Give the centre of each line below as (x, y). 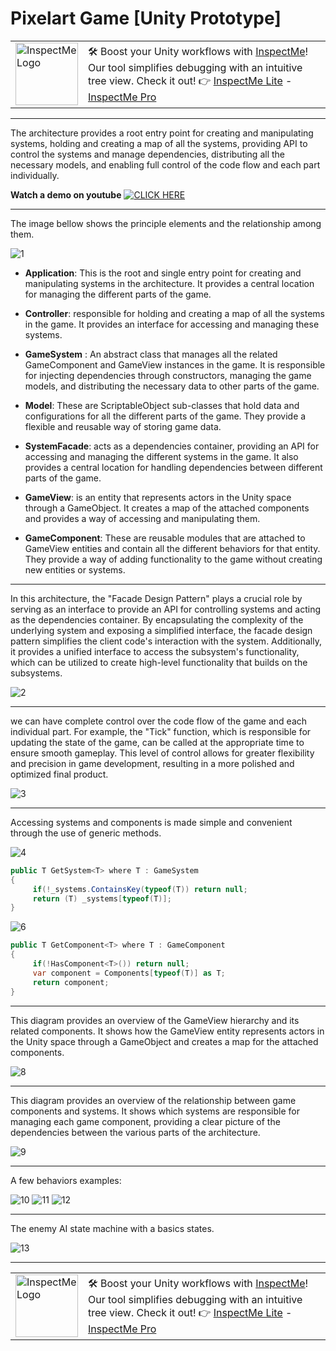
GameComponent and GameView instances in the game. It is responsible (175, 364)
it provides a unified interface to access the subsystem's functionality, (155, 651)
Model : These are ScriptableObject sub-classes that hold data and (162, 405)
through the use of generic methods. (86, 833)
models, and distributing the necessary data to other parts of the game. (172, 386)
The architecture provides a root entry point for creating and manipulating (162, 133)
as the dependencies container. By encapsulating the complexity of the (157, 619)
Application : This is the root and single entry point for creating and (163, 273)
